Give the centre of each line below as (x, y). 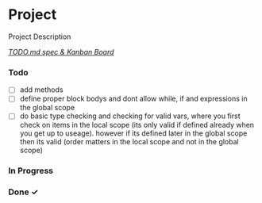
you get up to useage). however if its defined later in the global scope (133, 133)
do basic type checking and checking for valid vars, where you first (130, 116)
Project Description (40, 36)
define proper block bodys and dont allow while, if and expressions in (133, 99)
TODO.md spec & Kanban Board (61, 52)
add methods (41, 90)
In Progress (31, 170)
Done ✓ (23, 192)
